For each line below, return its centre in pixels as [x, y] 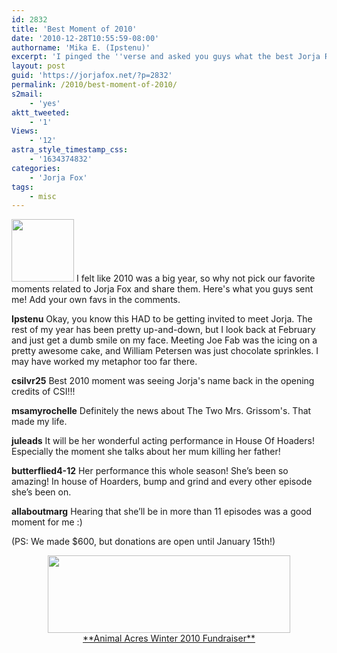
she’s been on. [41, 492]
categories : [36, 168]
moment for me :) [47, 522]
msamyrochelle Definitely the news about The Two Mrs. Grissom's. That [161, 411]
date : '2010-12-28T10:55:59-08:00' [85, 38]
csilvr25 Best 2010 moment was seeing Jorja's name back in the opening [163, 381]
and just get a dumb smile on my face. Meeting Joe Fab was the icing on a [164, 340]
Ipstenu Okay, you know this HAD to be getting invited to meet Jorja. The [162, 319]
